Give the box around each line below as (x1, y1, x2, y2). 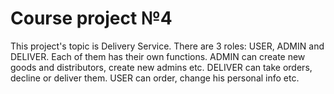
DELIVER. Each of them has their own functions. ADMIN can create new (10, 50, 306, 62)
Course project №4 (10, 7, 173, 30)
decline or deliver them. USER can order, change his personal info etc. (10, 72, 300, 84)
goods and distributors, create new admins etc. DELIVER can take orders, (10, 61, 313, 73)
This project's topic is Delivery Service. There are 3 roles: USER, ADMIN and (10, 40, 325, 52)
